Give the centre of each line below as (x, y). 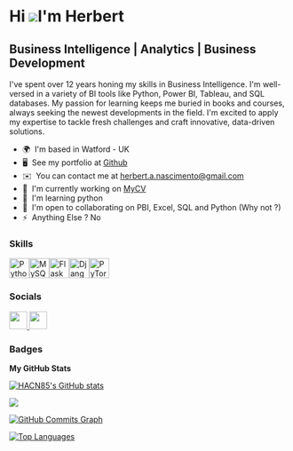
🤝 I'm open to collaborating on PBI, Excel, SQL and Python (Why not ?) (151, 207)
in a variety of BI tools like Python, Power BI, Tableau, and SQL (150, 94)
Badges (26, 349)
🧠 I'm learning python (63, 198)
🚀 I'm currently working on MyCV (84, 189)
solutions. (27, 131)
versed (22, 94)
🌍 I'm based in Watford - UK (76, 149)
